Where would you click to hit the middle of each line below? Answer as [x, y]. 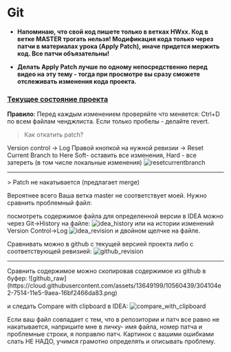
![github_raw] [47, 279]
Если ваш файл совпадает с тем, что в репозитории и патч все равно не [113, 320]
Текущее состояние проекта [58, 99]
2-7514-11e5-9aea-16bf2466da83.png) [63, 293]
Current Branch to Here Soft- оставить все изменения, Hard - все [102, 155]
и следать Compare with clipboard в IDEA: [68, 306]
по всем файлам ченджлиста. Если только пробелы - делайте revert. [108, 121]
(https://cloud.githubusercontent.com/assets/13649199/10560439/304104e [114, 285]
